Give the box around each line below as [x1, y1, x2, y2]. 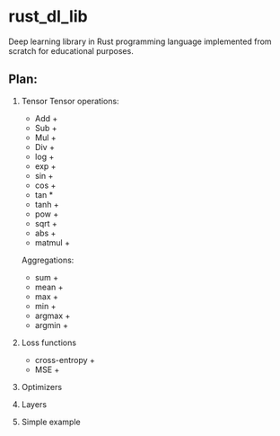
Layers [21, 398, 47, 410]
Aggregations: [21, 254, 74, 265]
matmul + [34, 236, 71, 248]
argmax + [34, 310, 71, 321]
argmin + [34, 319, 69, 330]
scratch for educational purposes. [8, 45, 134, 56]
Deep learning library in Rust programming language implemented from [8, 36, 272, 47]
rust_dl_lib [8, 6, 88, 27]
